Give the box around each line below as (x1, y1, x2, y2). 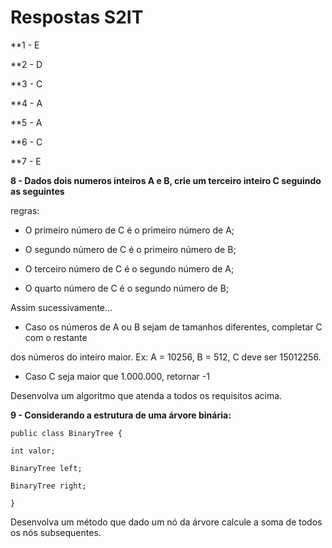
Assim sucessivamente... (10, 301, 113, 313)
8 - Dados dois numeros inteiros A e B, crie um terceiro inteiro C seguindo (10, 174, 322, 186)
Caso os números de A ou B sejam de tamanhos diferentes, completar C (24, 321, 323, 333)
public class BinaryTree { (10, 428, 123, 438)
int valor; (10, 446, 56, 456)
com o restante (24, 331, 88, 343)
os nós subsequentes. (10, 526, 102, 538)
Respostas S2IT (10, 6, 144, 29)
